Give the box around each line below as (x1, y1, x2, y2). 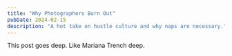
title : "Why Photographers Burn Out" (7, 10, 116, 17)
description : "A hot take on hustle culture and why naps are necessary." (7, 23, 227, 29)
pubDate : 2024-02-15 (7, 16, 67, 23)
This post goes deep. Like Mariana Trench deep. (7, 42, 145, 50)
